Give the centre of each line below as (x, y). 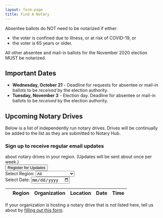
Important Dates (31, 73)
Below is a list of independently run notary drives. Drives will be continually (81, 128)
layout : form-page (24, 10)
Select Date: (18, 180)
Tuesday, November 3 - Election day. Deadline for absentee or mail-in (84, 95)
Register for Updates (27, 168)
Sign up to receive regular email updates (55, 146)
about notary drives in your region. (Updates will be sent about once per (79, 157)
